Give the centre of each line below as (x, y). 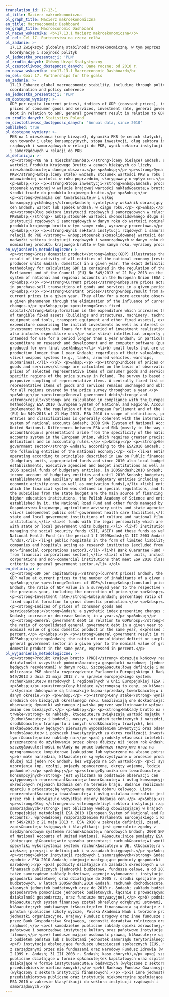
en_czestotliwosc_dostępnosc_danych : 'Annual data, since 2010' (74, 122)
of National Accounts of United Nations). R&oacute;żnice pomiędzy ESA (87, 836)
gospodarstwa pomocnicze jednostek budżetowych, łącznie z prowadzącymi (88, 893)
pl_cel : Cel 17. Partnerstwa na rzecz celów (53, 38)
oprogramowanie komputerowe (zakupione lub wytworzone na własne (80, 752)
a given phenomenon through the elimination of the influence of (80, 301)
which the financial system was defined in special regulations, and (84, 489)
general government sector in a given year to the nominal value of (83, 644)
